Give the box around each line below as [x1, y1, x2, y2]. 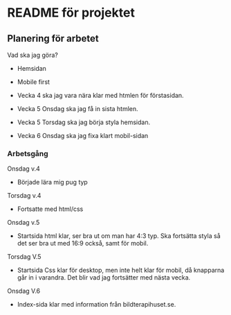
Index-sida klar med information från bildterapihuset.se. [17, 300, 176, 309]
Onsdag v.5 [7, 219, 40, 227]
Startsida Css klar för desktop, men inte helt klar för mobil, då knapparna [17, 266, 225, 275]
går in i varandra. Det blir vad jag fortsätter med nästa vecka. [17, 273, 191, 282]
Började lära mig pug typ [17, 178, 88, 187]
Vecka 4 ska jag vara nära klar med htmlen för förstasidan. [17, 92, 185, 99]
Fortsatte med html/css [17, 205, 84, 213]
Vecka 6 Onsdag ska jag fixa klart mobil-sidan [17, 132, 149, 139]
